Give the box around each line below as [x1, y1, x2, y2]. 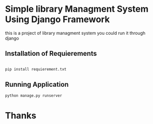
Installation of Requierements [5, 50, 97, 58]
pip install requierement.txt [5, 67, 67, 72]
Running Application [5, 80, 69, 89]
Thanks [5, 110, 37, 121]
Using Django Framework [5, 14, 110, 25]
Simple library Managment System [5, 3, 149, 15]
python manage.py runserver [5, 93, 63, 99]
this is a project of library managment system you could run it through [5, 30, 146, 36]
